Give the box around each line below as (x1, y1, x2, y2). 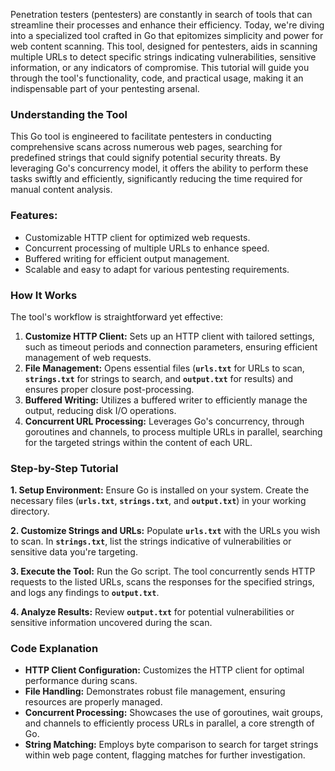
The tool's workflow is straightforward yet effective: (10, 310, 223, 323)
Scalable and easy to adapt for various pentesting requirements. (24, 263, 290, 275)
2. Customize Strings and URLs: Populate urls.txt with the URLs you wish (10, 525, 321, 537)
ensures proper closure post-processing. (24, 383, 195, 395)
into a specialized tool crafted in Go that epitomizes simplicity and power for (10, 30, 324, 41)
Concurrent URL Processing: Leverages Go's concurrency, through (24, 415, 305, 427)
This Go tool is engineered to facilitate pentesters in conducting (10, 130, 272, 143)
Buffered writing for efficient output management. (24, 252, 230, 264)
